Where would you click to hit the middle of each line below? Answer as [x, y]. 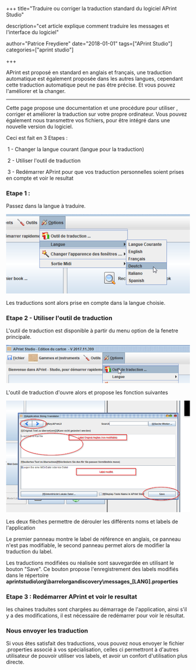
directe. [15, 662]
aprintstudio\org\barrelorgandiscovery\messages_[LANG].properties [92, 581]
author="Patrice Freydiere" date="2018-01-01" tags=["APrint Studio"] [89, 44]
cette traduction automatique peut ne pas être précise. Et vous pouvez [91, 85]
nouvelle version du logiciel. [40, 126]
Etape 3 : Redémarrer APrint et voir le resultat [72, 596]
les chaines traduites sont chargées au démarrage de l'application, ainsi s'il [97, 609]
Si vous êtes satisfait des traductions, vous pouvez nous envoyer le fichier [95, 644]
